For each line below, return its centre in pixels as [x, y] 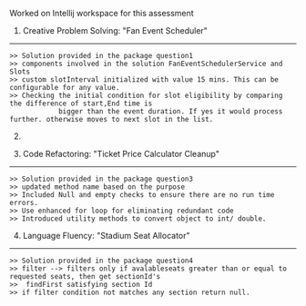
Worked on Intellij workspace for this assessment [102, 13]
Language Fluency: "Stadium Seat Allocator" [106, 236]
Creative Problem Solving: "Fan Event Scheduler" [115, 30]
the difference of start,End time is [81, 104]
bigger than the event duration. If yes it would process [170, 112]
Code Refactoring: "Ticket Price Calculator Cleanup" [121, 154]
